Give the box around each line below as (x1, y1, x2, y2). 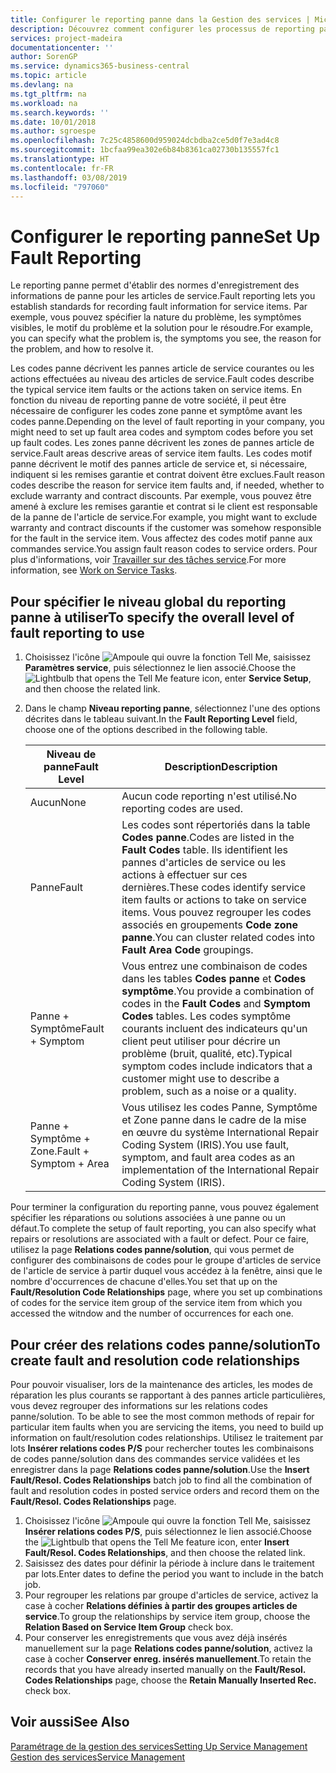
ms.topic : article (10, 71, 87, 81)
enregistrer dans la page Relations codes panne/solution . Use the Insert (10, 1463, 310, 1475)
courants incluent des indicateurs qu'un (121, 1022, 308, 1036)
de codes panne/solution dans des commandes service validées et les (10, 1452, 301, 1465)
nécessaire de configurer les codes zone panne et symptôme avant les (10, 405, 303, 417)
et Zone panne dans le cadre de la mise (121, 1113, 307, 1127)
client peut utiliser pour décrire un (121, 1034, 281, 1048)
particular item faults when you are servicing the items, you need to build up (10, 1421, 324, 1433)
